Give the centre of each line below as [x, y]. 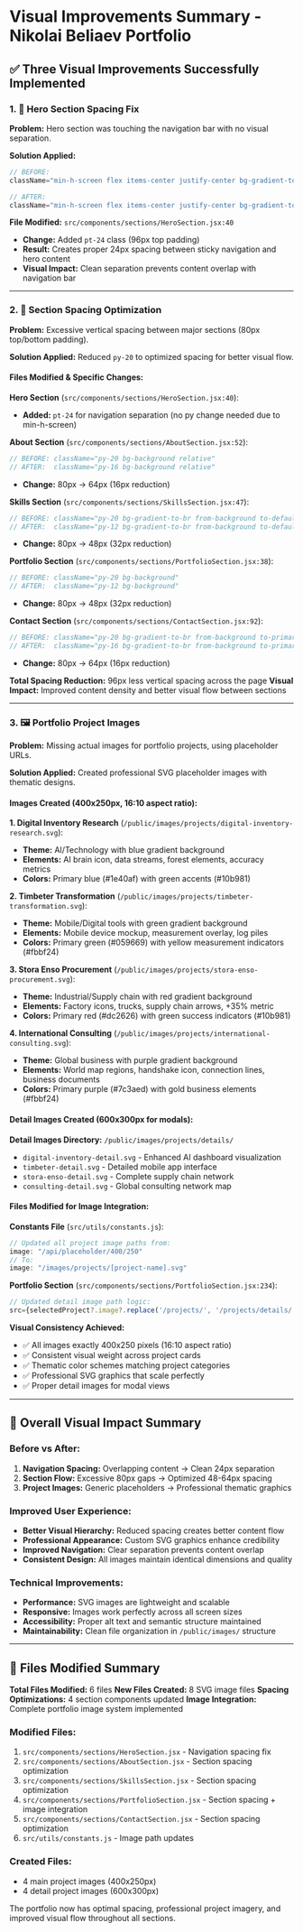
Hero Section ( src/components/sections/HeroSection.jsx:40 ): [124, 397]
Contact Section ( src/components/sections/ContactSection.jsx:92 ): [136, 621]
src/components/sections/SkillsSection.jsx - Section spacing [139, 1780]
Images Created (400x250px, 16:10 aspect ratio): [104, 803]
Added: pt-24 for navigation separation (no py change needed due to [151, 415]
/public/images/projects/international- [193, 1034]
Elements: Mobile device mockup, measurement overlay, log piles [145, 933]
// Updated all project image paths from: [90, 1243]
